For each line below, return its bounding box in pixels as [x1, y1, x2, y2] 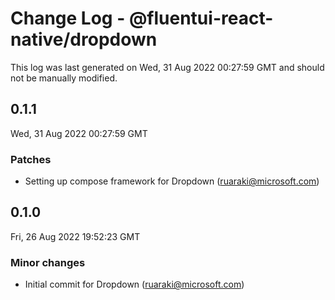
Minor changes [10, 255, 86, 269]
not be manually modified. [10, 72, 118, 84]
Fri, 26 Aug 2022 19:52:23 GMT [10, 230, 141, 242]
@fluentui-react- [128, 7, 274, 30]
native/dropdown [10, 28, 158, 51]
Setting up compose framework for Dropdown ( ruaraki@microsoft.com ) [24, 175, 320, 187]
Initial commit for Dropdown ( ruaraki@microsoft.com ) [24, 278, 245, 291]
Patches [10, 152, 52, 166]
